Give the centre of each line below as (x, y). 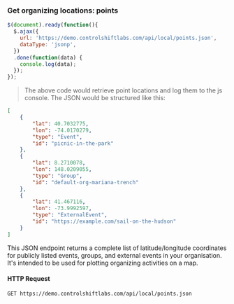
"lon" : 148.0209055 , (62, 170)
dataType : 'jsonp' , (48, 44)
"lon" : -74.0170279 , (62, 130)
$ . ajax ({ (26, 32)
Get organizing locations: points (63, 11)
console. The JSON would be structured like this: (95, 98)
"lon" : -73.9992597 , (62, 209)
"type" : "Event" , (57, 137)
